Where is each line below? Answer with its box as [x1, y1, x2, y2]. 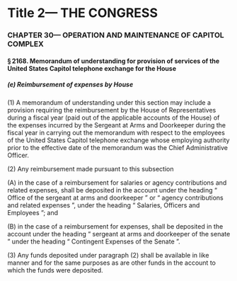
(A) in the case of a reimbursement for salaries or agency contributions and [7, 178, 227, 187]
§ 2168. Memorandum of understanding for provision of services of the [7, 57, 220, 65]
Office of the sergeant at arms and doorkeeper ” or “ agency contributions [7, 193, 224, 202]
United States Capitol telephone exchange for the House [7, 64, 177, 72]
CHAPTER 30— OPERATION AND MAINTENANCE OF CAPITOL [7, 30, 224, 40]
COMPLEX [7, 39, 44, 49]
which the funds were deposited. [7, 265, 104, 274]
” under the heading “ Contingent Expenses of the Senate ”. [7, 237, 180, 246]
